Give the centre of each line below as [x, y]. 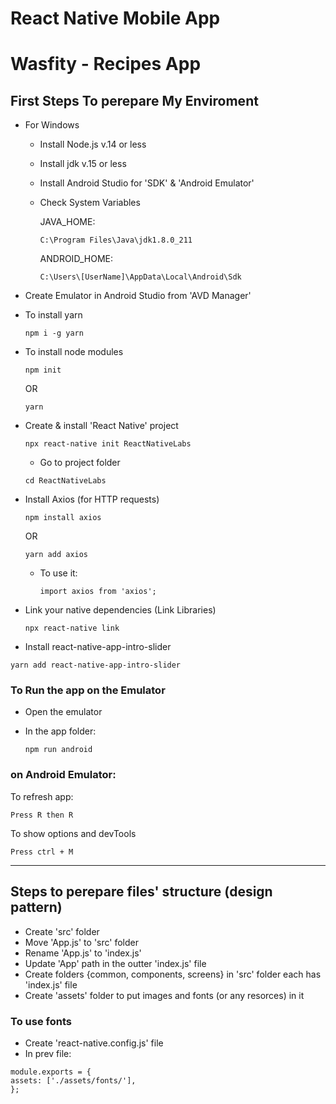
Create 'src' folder [62, 931]
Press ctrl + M [42, 852]
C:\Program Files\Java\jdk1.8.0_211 [116, 240]
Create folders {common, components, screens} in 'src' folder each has [173, 974]
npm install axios [63, 518]
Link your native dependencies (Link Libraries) [120, 610]
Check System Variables [90, 203]
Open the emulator [63, 712]
